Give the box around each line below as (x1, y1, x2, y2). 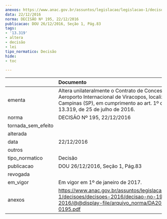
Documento (58, 79, 87, 86)
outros (7, 147, 23, 154)
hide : (5, 53, 16, 59)
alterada (7, 130, 27, 137)
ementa (7, 97, 26, 104)
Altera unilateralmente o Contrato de (58, 87, 143, 94)
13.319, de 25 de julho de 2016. (58, 106, 135, 113)
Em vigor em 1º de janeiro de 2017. (58, 179, 142, 186)
